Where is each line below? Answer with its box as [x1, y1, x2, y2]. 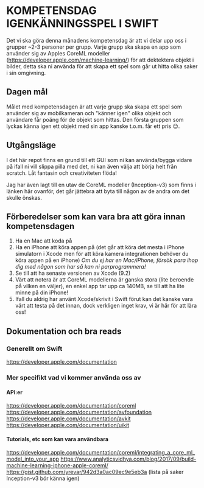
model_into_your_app [6, 455, 60, 463]
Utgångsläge [6, 140, 57, 150]
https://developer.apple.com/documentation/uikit [6, 422, 130, 429]
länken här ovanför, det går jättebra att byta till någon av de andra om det [6, 187, 190, 195]
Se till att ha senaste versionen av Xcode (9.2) [15, 269, 131, 277]
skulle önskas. [6, 194, 43, 201]
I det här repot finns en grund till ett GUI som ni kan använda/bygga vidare [6, 156, 192, 163]
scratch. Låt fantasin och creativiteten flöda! [6, 169, 117, 177]
